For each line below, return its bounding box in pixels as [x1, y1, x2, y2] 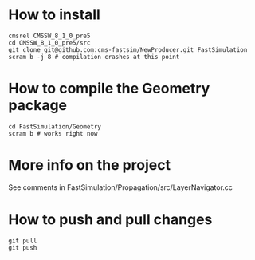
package [8, 97, 68, 115]
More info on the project [8, 156, 171, 175]
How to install [8, 6, 101, 24]
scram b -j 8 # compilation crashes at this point [8, 53, 180, 61]
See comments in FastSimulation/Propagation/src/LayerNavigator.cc [8, 182, 233, 192]
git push [8, 243, 37, 252]
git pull [8, 237, 37, 245]
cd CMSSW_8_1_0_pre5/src [8, 38, 91, 47]
